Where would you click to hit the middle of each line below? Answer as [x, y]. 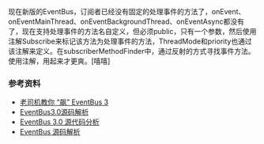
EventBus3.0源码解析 [54, 112]
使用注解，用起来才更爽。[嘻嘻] [59, 61]
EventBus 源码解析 [50, 132]
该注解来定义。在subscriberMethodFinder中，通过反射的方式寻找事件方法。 [132, 51]
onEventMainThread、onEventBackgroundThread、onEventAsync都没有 [126, 21]
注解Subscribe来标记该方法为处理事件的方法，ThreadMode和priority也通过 [130, 41]
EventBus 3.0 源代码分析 [60, 122]
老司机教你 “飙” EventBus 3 [64, 102]
